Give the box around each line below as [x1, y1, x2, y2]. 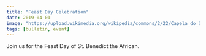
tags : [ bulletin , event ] [6, 26, 70, 32]
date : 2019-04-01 [6, 15, 51, 21]
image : [6, 20, 23, 26]
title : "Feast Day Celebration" [6, 9, 89, 15]
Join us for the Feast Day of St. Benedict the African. [6, 43, 140, 50]
